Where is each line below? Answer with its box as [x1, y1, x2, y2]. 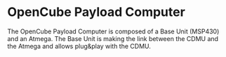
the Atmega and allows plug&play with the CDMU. [7, 42, 151, 50]
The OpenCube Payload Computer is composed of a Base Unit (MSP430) [7, 27, 220, 35]
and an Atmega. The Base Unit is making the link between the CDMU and [7, 34, 219, 42]
